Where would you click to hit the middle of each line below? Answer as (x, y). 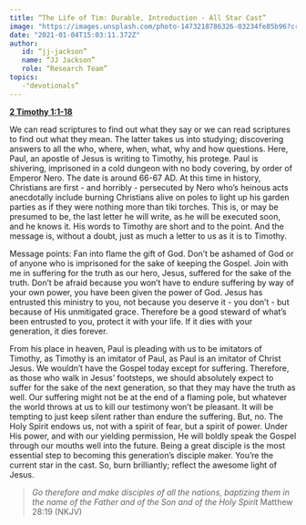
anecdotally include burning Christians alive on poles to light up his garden (149, 197)
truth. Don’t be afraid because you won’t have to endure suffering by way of (152, 283)
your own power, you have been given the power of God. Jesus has (136, 292)
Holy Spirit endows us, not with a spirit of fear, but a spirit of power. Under (149, 426)
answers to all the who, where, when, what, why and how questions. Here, (149, 149)
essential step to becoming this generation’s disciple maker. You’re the (142, 455)
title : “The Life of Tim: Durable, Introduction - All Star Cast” (138, 18)
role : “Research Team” (64, 69)
